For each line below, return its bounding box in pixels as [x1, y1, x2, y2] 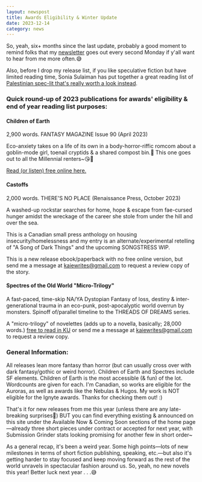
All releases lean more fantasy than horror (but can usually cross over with [6, 362, 192, 369]
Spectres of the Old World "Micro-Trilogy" [6, 282, 115, 289]
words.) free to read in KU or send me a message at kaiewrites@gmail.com [6, 326, 193, 333]
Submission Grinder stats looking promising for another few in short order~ [6, 431, 193, 438]
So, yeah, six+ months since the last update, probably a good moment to [6, 42, 187, 50]
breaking [6, 412, 28, 419]
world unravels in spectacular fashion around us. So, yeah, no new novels [6, 462, 189, 469]
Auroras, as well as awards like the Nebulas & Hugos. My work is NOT [6, 388, 180, 395]
